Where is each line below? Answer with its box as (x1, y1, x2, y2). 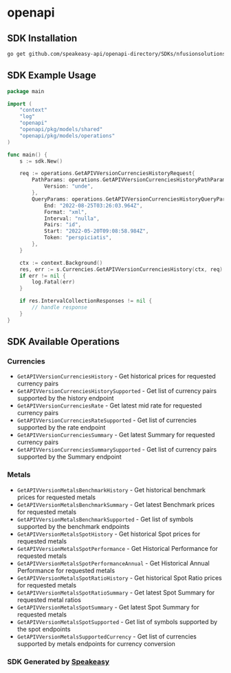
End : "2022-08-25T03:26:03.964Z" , (43, 202, 143, 209)
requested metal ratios (16, 595, 81, 604)
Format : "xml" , (43, 208, 88, 215)
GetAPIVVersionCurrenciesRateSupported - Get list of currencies (16, 416, 197, 425)
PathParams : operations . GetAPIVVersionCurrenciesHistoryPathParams (32, 177, 229, 183)
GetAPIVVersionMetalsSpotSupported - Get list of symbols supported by (16, 617, 218, 625)
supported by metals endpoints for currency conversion (16, 639, 175, 647)
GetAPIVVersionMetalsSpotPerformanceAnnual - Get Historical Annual (16, 559, 210, 567)
